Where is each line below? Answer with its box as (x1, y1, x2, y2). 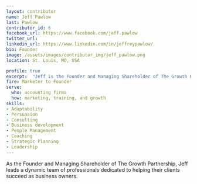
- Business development (6, 122, 64, 129)
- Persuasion (6, 112, 38, 117)
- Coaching (6, 133, 33, 139)
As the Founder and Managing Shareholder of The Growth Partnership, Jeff (6, 160, 188, 167)
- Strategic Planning (6, 138, 59, 144)
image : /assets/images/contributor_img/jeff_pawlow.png (6, 52, 145, 58)
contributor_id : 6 (6, 25, 51, 31)
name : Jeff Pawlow (6, 14, 51, 20)
